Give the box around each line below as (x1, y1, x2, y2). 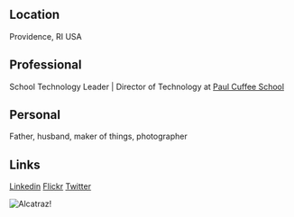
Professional (9, 58, 82, 73)
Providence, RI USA (9, 31, 83, 41)
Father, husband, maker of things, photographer (9, 131, 188, 142)
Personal (9, 107, 61, 122)
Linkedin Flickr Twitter (9, 181, 92, 192)
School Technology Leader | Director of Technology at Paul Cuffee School (9, 81, 285, 92)
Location (9, 7, 60, 23)
